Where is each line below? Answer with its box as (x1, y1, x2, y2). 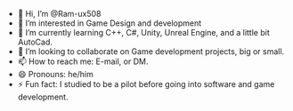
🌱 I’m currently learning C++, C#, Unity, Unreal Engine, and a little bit (17, 28, 270, 37)
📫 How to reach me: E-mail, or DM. (17, 56, 149, 67)
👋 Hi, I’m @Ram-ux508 (17, 9, 102, 19)
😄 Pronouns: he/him (17, 69, 94, 79)
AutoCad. (17, 36, 53, 47)
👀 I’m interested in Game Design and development (17, 18, 202, 28)
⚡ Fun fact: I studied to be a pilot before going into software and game (17, 79, 275, 89)
